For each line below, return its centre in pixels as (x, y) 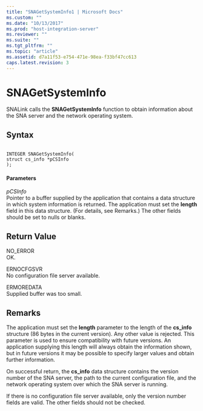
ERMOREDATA (24, 287)
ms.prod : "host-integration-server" (52, 29)
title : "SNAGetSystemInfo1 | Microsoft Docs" (65, 12)
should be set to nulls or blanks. (46, 217)
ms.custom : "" (24, 18)
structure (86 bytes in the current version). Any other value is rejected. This (101, 334)
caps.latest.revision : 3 (38, 62)
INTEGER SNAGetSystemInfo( (40, 154)
